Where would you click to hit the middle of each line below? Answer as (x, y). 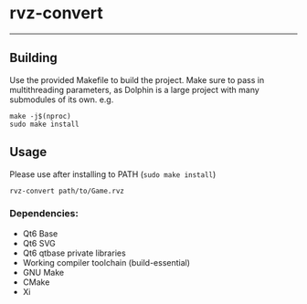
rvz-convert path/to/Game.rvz (67, 191)
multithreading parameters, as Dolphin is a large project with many (135, 89)
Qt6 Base (40, 233)
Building (33, 58)
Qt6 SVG (39, 243)
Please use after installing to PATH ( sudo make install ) (113, 174)
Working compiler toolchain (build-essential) (106, 262)
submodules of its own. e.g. (62, 100)
